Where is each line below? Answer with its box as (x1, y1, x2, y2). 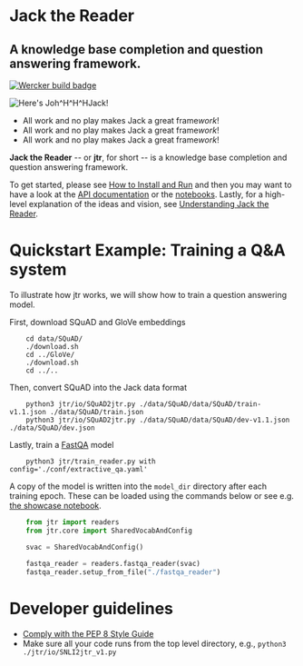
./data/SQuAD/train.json (49, 407, 144, 416)
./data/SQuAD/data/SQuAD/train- (139, 399, 261, 409)
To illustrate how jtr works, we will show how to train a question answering (9, 289, 288, 300)
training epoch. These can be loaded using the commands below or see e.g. (9, 490, 295, 501)
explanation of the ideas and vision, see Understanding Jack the (28, 199, 269, 209)
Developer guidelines (9, 599, 174, 619)
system (9, 260, 67, 280)
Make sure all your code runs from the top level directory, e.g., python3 (22, 638, 287, 650)
